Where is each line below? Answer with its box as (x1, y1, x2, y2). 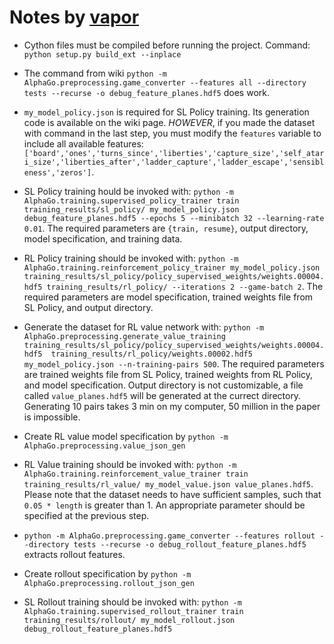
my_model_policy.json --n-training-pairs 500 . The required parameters (23, 357, 325, 370)
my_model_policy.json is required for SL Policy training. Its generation (23, 106, 310, 118)
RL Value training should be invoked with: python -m (23, 458, 237, 470)
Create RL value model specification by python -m (23, 430, 229, 442)
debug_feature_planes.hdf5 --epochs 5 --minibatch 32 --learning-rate (23, 213, 325, 223)
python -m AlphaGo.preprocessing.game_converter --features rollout (23, 531, 316, 541)
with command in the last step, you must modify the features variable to (23, 127, 322, 139)
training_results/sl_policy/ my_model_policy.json (23, 204, 240, 215)
